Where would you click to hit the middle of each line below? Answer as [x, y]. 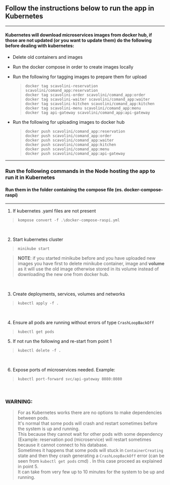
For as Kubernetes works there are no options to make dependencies [90, 412]
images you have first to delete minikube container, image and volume [91, 264]
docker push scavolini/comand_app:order [68, 136]
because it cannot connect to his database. [63, 445]
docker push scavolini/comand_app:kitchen [71, 145]
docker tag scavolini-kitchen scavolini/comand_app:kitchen [90, 104]
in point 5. [28, 467]
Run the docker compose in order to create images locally [73, 67]
